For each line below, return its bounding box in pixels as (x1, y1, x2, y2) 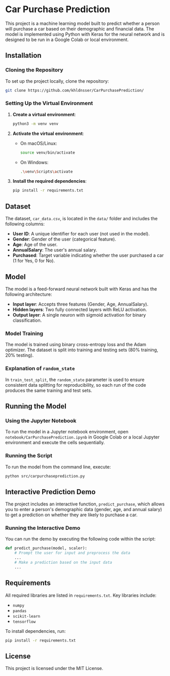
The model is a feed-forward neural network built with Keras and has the (5, 286, 157, 292)
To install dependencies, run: (5, 628, 66, 634)
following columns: (5, 221, 45, 227)
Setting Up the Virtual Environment (5, 100, 93, 107)
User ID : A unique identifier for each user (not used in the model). (12, 231, 150, 237)
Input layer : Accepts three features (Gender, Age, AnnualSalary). (12, 301, 149, 307)
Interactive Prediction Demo (5, 487, 96, 496)
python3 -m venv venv (12, 121, 59, 126)
